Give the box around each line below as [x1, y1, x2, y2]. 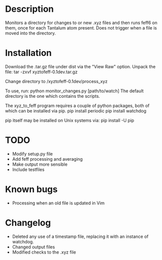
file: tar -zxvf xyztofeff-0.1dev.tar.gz [5, 69, 78, 75]
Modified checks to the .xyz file [12, 249, 76, 255]
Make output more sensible [12, 161, 68, 167]
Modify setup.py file [12, 151, 53, 157]
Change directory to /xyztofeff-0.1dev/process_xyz [5, 78, 108, 84]
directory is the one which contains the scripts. [5, 93, 100, 99]
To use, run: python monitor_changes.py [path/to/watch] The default [5, 87, 144, 94]
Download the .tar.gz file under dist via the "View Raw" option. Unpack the [5, 63, 156, 69]
